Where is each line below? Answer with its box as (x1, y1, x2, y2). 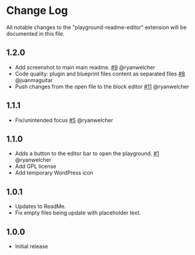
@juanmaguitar (14, 76, 53, 83)
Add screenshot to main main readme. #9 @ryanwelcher (14, 63, 155, 71)
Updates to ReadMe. (14, 203, 66, 210)
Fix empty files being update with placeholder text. (14, 209, 141, 216)
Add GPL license (14, 163, 57, 170)
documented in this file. (6, 30, 65, 37)
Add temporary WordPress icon (14, 169, 93, 176)
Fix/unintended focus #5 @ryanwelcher (14, 116, 113, 124)
